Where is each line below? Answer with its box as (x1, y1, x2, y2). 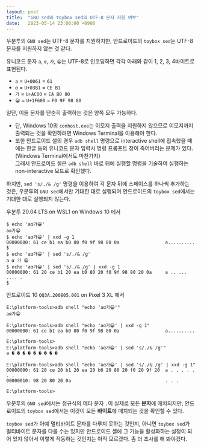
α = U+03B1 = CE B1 (14, 84, 61, 91)
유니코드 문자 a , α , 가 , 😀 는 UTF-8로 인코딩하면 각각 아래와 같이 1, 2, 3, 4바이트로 (6, 58, 195, 65)
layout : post (6, 8, 39, 15)
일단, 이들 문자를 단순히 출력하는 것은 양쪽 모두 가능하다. (6, 109, 138, 117)
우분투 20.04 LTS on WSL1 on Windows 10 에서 (6, 208, 121, 215)
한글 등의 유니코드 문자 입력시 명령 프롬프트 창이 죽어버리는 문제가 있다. (26, 144, 194, 152)
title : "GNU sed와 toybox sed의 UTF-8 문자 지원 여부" (6, 15, 140, 21)
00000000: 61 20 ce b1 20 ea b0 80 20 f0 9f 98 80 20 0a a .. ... (6, 270, 187, 276)
